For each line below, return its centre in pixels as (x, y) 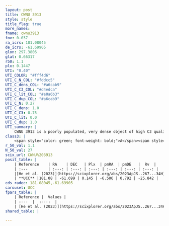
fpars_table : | (21, 192)
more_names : (18, 29)
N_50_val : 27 (19, 150)
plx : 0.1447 (18, 66)
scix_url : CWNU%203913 (29, 155)
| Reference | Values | (40, 197)
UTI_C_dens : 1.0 (22, 108)
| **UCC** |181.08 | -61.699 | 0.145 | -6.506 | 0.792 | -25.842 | (86, 178)
